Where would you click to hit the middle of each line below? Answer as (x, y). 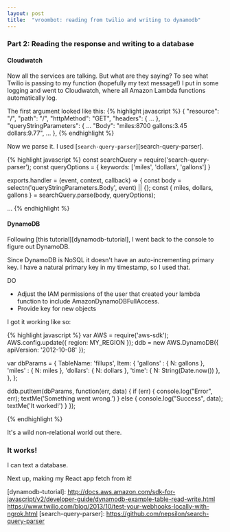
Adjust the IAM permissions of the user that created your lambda (108, 294)
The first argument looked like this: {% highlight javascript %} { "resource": (113, 111)
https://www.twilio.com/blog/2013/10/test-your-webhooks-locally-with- (108, 507)
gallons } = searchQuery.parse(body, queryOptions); (81, 195)
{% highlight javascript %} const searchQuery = (75, 160)
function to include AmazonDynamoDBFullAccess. (88, 301)
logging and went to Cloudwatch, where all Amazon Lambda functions (106, 90)
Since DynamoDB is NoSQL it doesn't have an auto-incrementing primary (111, 259)
